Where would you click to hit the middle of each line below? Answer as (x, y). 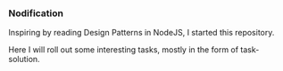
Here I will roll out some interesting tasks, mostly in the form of (123, 50)
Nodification (36, 13)
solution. (25, 59)
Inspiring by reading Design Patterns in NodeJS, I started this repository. (141, 33)
